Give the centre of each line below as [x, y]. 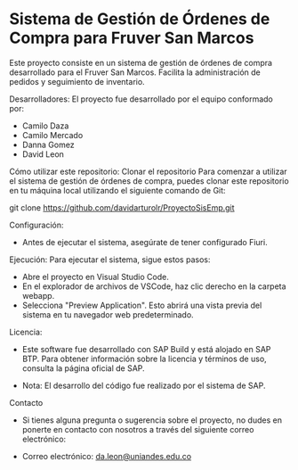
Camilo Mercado [52, 135]
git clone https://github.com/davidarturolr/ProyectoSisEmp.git [122, 207]
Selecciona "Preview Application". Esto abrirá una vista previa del [142, 305]
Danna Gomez [48, 144]
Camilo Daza [45, 126]
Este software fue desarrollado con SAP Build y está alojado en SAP [146, 349]
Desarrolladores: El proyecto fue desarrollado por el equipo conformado [141, 99]
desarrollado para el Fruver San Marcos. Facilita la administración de [135, 72]
